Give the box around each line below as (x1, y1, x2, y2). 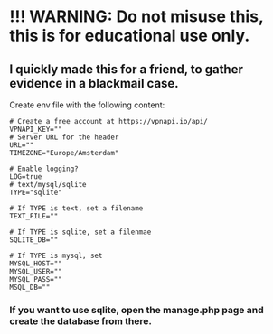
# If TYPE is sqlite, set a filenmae (9, 227, 152, 237)
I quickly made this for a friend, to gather (9, 61, 244, 77)
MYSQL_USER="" (9, 267, 63, 276)
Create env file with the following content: (9, 99, 165, 110)
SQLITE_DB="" (9, 236, 59, 245)
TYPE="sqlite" (9, 188, 63, 197)
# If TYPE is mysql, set (9, 251, 103, 260)
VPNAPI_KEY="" (9, 125, 63, 134)
